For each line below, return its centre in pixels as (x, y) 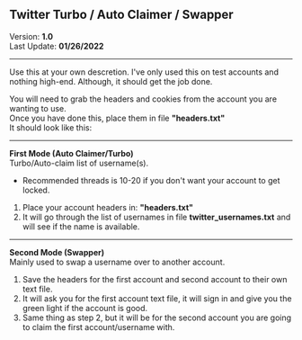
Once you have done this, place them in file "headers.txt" (117, 118)
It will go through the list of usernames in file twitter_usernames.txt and (156, 217)
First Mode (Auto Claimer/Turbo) (71, 153)
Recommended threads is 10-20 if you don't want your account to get (151, 180)
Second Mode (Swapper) (57, 252)
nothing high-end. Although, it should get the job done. (111, 81)
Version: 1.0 (31, 36)
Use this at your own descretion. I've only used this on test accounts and (144, 72)
